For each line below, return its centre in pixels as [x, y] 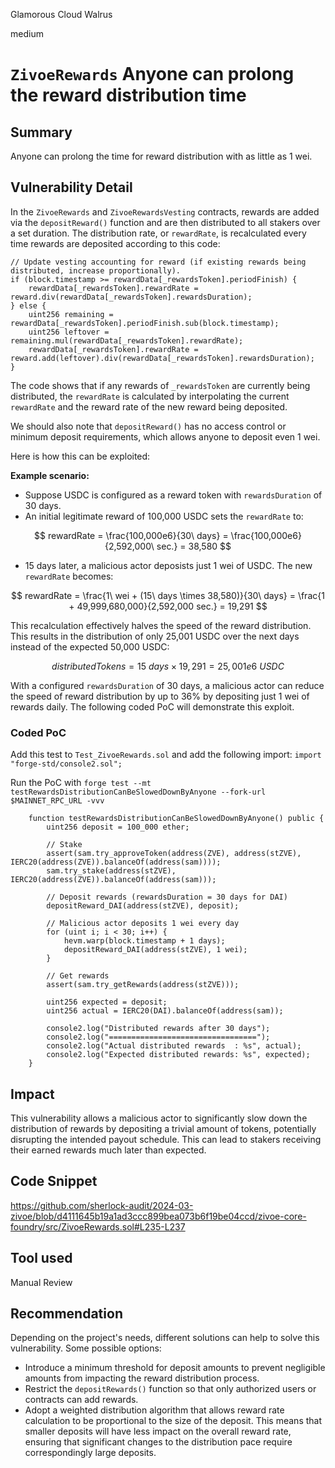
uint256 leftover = [69, 332]
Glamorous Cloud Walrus [61, 14]
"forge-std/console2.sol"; [66, 764]
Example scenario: [50, 475]
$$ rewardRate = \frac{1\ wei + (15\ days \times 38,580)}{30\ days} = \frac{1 [168, 595]
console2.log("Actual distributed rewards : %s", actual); [174, 1046]
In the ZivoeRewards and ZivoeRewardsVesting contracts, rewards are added [165, 211]
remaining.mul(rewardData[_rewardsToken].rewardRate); [127, 340]
